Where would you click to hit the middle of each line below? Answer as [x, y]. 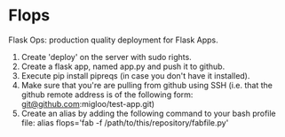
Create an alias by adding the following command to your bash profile [148, 113]
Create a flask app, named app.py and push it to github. [123, 66]
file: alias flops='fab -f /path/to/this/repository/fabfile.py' [125, 122]
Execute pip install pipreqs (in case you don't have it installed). [135, 75]
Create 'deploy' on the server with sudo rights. [106, 57]
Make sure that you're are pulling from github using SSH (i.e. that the [146, 85]
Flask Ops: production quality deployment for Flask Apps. [113, 40]
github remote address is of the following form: [107, 95]
